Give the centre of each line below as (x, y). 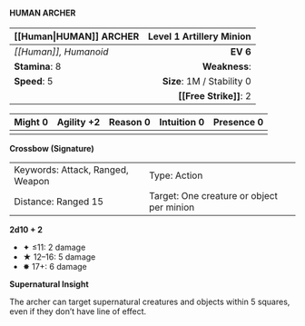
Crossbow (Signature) (52, 149)
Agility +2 (79, 123)
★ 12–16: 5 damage (59, 257)
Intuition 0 (182, 123)
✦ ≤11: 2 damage (54, 247)
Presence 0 (238, 123)
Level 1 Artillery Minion (200, 36)
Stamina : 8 (38, 66)
